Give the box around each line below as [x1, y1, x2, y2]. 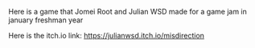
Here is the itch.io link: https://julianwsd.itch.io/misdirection [8, 31, 205, 40]
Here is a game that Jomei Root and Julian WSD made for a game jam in [8, 7, 247, 16]
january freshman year [8, 15, 84, 25]
